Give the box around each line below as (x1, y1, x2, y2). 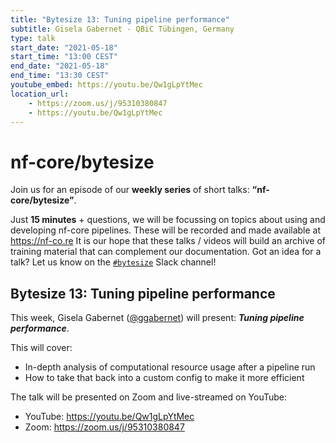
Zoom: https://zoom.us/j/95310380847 (24, 421, 185, 433)
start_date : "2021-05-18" (10, 42, 118, 53)
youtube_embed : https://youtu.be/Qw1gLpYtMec (10, 80, 203, 90)
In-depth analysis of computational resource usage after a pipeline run (24, 361, 316, 373)
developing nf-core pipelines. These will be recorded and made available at (10, 224, 322, 236)
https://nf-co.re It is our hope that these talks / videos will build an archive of (10, 235, 326, 247)
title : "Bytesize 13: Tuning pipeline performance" (10, 14, 230, 25)
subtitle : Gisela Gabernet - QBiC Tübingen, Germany (10, 24, 235, 34)
